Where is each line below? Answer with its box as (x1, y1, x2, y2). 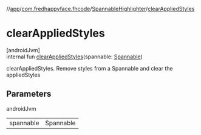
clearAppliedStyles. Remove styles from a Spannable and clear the (6, 64, 173, 72)
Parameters (6, 89, 52, 99)
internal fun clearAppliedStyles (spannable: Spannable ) (6, 53, 143, 60)
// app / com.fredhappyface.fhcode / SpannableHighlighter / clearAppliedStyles (6, 5, 195, 12)
